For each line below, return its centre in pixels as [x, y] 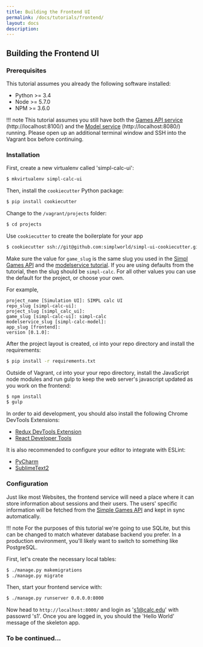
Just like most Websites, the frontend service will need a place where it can [100, 497]
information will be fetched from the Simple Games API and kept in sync [96, 510]
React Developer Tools [43, 438]
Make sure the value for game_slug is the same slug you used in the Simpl [97, 258]
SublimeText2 [32, 468]
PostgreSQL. [22, 547]
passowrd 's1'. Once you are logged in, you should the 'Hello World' [90, 616]
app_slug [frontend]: [34, 327]
